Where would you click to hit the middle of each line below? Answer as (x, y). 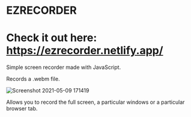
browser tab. (22, 109)
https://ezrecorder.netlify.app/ (85, 51)
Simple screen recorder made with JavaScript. (64, 67)
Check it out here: (52, 38)
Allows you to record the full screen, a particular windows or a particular (95, 102)
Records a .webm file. (33, 79)
